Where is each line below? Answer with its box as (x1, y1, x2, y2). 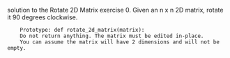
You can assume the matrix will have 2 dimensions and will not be (20, 39, 220, 46)
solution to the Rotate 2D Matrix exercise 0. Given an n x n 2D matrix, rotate (7, 6, 224, 14)
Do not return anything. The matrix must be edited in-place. (20, 32, 204, 39)
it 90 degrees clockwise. (7, 13, 78, 21)
